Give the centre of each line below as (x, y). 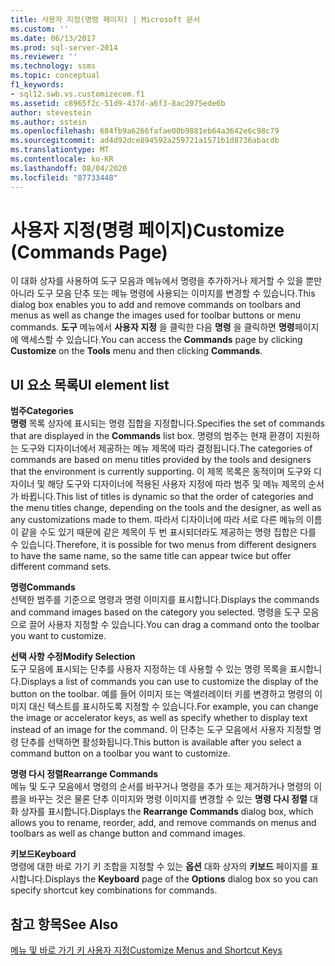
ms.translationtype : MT (60, 150)
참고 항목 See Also (64, 924)
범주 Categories (42, 411)
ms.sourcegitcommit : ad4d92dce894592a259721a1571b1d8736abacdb (145, 141)
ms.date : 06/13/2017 (53, 38)
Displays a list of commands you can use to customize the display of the (169, 682)
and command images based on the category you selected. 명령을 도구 (155, 612)
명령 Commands (43, 587)
